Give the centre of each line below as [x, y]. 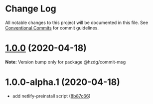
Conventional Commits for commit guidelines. [52, 27]
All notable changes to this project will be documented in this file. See [77, 22]
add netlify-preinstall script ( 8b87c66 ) [51, 96]
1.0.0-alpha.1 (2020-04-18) [63, 82]
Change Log [31, 9]
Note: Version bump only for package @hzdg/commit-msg [66, 62]
